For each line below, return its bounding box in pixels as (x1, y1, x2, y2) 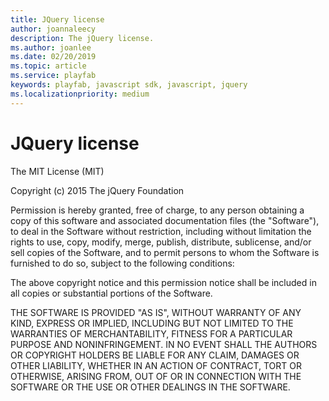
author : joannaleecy (10, 24, 97, 34)
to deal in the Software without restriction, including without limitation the (10, 225, 312, 237)
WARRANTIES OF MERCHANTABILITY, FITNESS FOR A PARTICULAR (10, 327, 293, 340)
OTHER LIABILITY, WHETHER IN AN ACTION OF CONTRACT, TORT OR (10, 359, 302, 371)
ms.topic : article (10, 61, 87, 71)
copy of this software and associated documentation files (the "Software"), (10, 214, 320, 226)
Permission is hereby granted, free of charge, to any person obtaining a (10, 204, 305, 216)
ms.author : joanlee (10, 42, 92, 53)
